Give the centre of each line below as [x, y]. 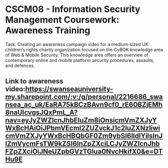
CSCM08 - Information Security [73, 9]
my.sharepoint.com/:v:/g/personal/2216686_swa [84, 97]
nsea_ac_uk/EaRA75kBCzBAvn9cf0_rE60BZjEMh [84, 105]
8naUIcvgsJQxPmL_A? [41, 113]
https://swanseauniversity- [69, 89]
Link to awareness [34, 81]
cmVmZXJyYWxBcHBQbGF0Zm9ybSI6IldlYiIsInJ [84, 136]
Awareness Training [48, 30]
